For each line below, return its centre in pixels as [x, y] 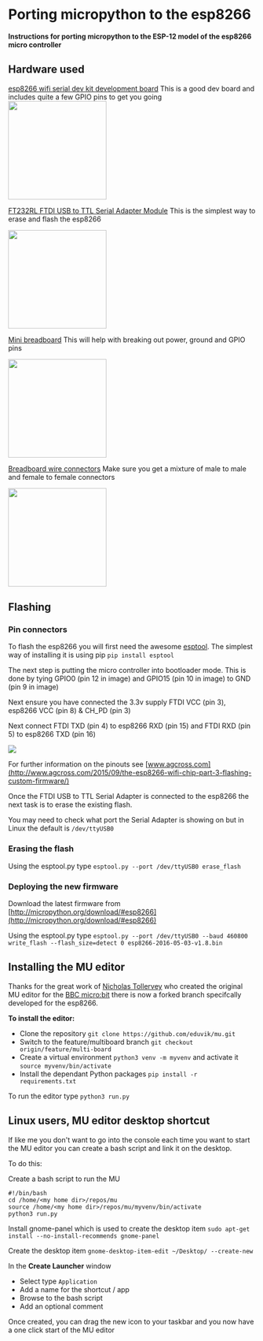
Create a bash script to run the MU [64, 1179]
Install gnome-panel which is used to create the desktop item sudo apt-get [129, 1228]
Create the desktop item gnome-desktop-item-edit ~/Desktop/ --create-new [131, 1250]
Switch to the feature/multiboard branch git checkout [106, 1042]
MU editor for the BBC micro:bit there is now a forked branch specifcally [125, 994]
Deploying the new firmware [64, 886]
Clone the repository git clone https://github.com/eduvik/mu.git [127, 1033]
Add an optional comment [61, 1306]
